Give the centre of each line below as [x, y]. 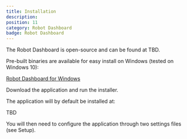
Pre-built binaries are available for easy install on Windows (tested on [90, 61]
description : [22, 17]
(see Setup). [21, 130]
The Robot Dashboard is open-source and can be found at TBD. [83, 50]
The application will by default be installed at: [61, 101]
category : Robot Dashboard [39, 28]
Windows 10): [23, 67]
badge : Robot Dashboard [35, 33]
